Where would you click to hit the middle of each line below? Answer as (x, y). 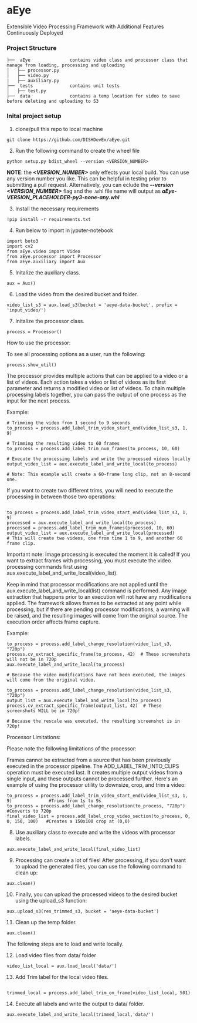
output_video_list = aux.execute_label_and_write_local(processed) (91, 533)
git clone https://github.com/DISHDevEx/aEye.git (69, 140)
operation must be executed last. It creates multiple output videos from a (94, 772)
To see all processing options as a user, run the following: (76, 354)
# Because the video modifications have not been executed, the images (96, 675)
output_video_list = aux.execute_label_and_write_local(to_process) (92, 464)
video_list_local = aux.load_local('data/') (62, 966)
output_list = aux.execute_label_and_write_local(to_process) (84, 700)
